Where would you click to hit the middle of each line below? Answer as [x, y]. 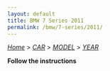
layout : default [31, 14]
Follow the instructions [42, 61]
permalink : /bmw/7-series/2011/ [55, 27]
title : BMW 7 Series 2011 [45, 21]
